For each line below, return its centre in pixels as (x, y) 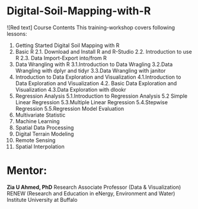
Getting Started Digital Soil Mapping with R (67, 45)
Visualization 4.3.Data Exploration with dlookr (71, 89)
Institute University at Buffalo (42, 199)
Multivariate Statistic (40, 115)
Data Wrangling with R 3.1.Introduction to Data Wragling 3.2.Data (94, 64)
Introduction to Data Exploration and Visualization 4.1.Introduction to (98, 77)
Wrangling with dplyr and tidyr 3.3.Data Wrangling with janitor (90, 70)
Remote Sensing (35, 140)
